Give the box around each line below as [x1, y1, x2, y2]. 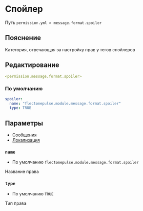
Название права [5, 169, 39, 174]
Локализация [12, 137, 40, 143]
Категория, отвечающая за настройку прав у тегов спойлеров [5, 46, 135, 52]
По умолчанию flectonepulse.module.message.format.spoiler [12, 159, 139, 165]
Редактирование [5, 61, 60, 69]
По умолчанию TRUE [12, 190, 54, 196]
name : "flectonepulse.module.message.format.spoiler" [9, 101, 121, 106]
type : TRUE [9, 105, 32, 110]
